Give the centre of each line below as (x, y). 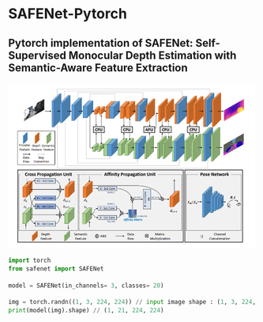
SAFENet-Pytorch (68, 14)
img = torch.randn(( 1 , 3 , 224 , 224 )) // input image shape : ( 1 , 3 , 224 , (132, 302)
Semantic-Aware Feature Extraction (98, 68)
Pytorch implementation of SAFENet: (101, 43)
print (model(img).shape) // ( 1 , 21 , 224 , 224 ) (86, 311)
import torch (30, 261)
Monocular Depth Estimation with (152, 55)
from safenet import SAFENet (56, 269)
